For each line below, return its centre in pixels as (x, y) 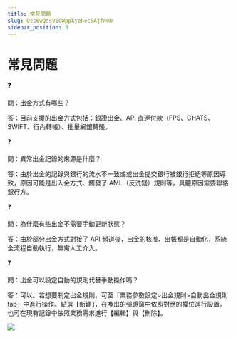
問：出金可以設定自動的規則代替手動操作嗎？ (73, 280)
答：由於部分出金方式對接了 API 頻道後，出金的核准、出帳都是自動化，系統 (117, 239)
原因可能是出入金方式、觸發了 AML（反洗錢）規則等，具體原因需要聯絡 (124, 183)
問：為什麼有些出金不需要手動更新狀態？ (67, 224)
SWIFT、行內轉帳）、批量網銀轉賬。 (60, 127)
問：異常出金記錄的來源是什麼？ (54, 159)
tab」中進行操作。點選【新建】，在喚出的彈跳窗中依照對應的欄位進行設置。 (117, 304)
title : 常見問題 (29, 14)
